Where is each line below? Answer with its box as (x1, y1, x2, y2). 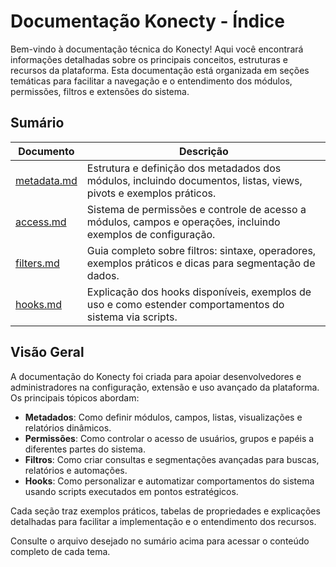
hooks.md (15, 297, 62, 311)
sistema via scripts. (86, 310, 178, 324)
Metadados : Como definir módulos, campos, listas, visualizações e (24, 411, 303, 423)
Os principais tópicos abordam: (10, 391, 140, 404)
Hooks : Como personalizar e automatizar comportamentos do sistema (24, 475, 315, 487)
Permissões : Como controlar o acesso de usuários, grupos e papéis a (24, 432, 315, 444)
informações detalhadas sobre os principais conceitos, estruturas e (10, 53, 288, 65)
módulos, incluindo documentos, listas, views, (86, 173, 303, 187)
